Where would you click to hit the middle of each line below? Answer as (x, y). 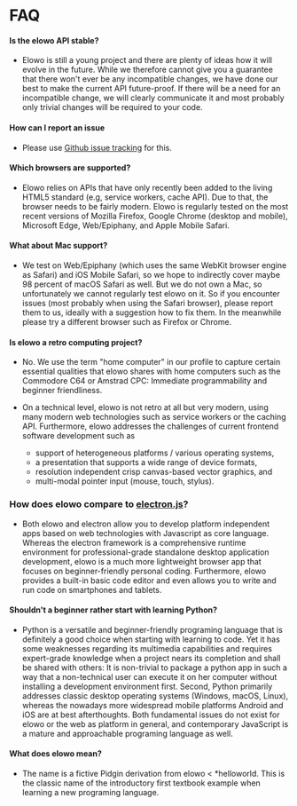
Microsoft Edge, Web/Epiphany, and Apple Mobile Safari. (126, 225)
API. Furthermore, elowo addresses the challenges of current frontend (150, 426)
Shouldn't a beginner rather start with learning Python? (113, 610)
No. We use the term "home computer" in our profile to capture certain (151, 362)
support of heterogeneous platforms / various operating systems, (155, 453)
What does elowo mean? (55, 754)
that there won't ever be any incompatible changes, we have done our (150, 79)
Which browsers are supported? (70, 168)
